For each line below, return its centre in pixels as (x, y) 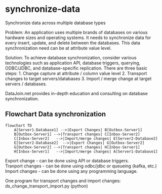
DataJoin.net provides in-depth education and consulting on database (77, 93)
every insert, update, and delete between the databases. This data (73, 42)
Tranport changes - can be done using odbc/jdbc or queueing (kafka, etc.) (81, 166)
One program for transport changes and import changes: (63, 181)
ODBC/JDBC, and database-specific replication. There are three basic (76, 68)
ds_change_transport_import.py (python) (47, 186)
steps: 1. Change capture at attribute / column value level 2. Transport (76, 73)
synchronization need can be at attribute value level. (59, 48)
